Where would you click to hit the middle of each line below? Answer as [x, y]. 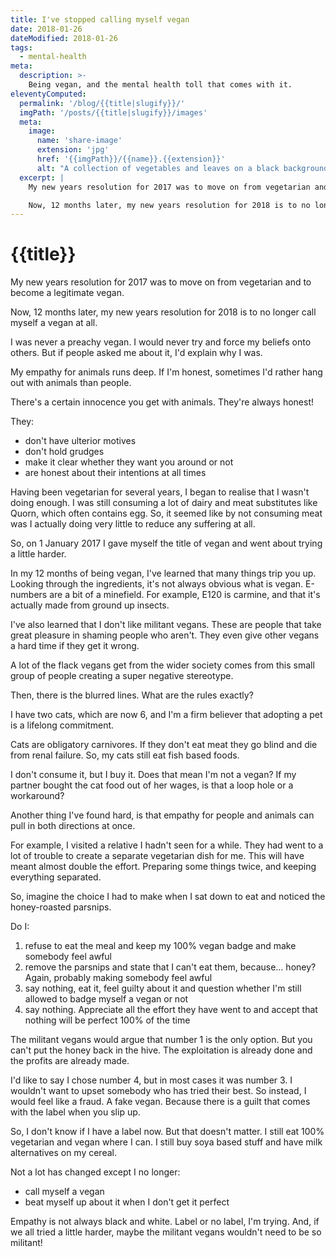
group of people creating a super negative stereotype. [122, 676]
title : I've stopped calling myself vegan [100, 19]
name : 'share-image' [79, 141]
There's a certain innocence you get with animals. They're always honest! [162, 402]
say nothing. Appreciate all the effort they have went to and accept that [171, 1010]
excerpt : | [42, 177]
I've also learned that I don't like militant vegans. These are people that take [166, 625]
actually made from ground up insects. [90, 605]
